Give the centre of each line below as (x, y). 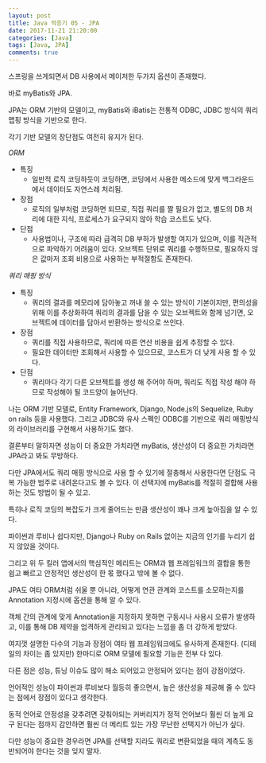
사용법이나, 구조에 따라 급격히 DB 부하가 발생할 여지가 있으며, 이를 (134, 239)
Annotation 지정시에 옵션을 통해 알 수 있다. (75, 600)
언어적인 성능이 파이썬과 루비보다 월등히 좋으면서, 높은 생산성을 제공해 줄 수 (125, 687)
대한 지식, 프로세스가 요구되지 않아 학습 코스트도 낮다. (129, 219)
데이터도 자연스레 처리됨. (85, 189)
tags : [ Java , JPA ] (39, 45)
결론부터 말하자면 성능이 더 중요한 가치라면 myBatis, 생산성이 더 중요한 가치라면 (131, 446)
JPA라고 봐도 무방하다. (43, 455)
